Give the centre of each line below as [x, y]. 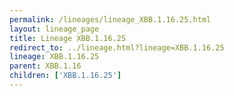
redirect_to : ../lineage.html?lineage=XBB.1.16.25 [117, 47]
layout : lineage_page [54, 29]
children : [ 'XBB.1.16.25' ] [65, 76]
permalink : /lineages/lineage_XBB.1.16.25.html [110, 19]
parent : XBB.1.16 [45, 66]
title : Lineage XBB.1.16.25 [68, 38]
